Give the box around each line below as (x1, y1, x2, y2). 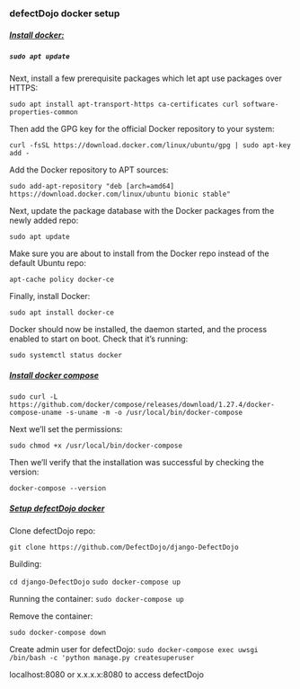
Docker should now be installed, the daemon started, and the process (9, 324, 268, 335)
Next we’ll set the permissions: (9, 424, 123, 435)
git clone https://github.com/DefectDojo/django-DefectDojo (9, 543, 240, 552)
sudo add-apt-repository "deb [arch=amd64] (9, 182, 175, 191)
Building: (9, 559, 42, 570)
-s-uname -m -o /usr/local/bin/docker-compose (66, 408, 243, 418)
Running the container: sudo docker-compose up (9, 594, 184, 605)
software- (242, 100, 279, 110)
